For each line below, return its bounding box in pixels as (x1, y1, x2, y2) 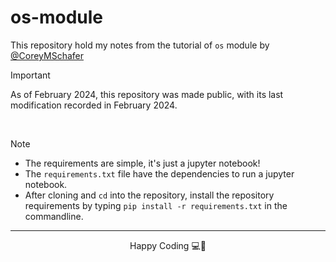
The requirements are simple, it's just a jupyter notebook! (24, 157, 261, 169)
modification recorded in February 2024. (10, 99, 178, 111)
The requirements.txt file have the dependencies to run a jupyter (24, 167, 295, 180)
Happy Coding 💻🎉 (129, 239, 207, 251)
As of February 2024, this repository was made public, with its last (10, 88, 284, 100)
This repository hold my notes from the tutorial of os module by (10, 39, 270, 51)
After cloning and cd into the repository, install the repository (24, 189, 275, 201)
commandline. (24, 210, 84, 222)
